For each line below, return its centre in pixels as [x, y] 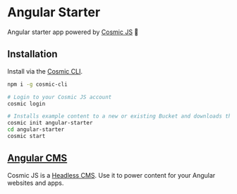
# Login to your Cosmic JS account [60, 97]
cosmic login [26, 103]
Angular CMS [37, 158]
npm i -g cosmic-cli [38, 84]
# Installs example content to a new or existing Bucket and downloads [115, 116]
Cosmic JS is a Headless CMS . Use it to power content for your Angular [111, 175]
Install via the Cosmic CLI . [45, 71]
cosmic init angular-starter [50, 123]
